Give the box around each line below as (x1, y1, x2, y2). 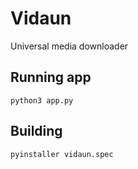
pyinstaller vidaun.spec (10, 149, 114, 159)
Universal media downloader (10, 40, 129, 52)
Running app (10, 69, 92, 86)
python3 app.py (10, 95, 74, 106)
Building (10, 123, 63, 140)
